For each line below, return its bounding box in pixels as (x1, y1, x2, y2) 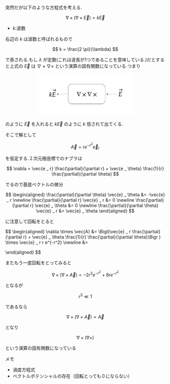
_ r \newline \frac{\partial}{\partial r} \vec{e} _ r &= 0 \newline (6, 197, 134, 203)
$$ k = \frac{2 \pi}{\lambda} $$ (52, 46, 118, 52)
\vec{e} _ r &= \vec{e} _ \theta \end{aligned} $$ (36, 208, 135, 214)
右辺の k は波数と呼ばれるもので (5, 36, 73, 42)
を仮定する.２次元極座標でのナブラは (5, 155, 83, 161)
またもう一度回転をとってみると (5, 260, 72, 266)
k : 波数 (12, 25, 26, 31)
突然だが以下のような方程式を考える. (5, 5, 82, 10)
